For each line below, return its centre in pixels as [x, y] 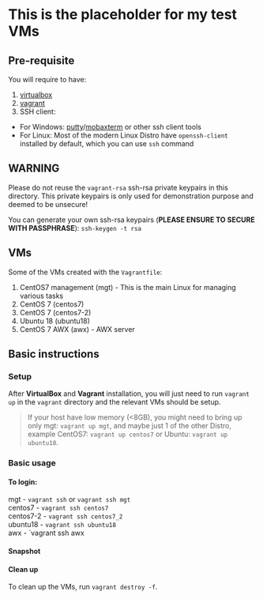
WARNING [34, 169]
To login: [23, 482]
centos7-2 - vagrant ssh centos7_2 [66, 516]
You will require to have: [47, 79]
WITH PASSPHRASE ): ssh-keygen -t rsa [75, 228]
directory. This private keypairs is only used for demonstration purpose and [131, 196]
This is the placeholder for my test [123, 15]
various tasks [41, 296]
